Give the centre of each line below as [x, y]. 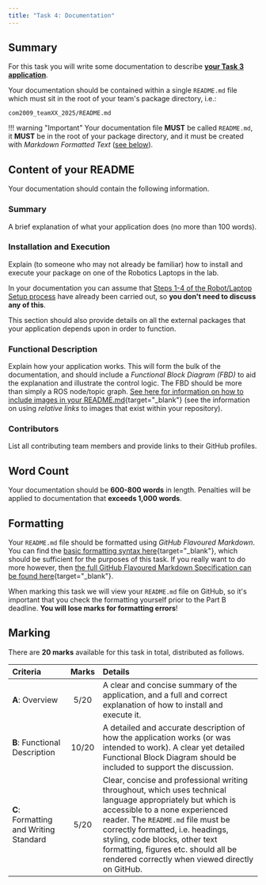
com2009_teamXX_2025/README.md [60, 113]
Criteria [27, 671]
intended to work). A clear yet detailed [174, 747]
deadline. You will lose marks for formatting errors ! [93, 608]
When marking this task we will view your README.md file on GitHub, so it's [127, 591]
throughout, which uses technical [165, 790]
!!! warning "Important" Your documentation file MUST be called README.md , [131, 128]
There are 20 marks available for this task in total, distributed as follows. [126, 652]
